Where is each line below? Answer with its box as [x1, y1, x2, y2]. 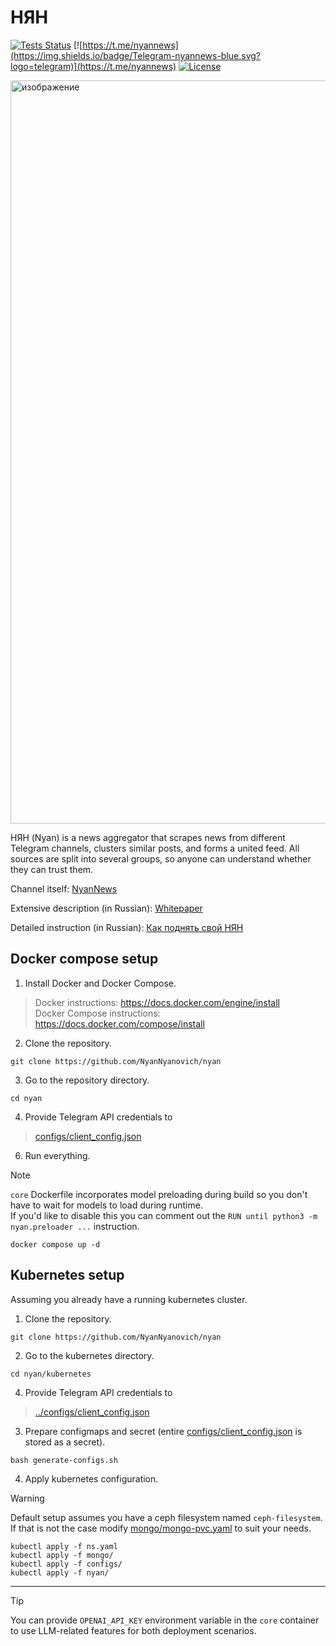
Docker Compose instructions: [34, 1007, 161, 1019]
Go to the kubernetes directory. [24, 1349, 155, 1361]
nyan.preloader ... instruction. [10, 1220, 140, 1232]
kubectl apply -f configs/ [10, 1559, 123, 1569]
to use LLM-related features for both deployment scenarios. [10, 1624, 257, 1636]
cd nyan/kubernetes [10, 1369, 92, 1379]
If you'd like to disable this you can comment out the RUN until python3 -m [10, 1209, 318, 1221]
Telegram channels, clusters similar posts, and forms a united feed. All [10, 842, 300, 854]
